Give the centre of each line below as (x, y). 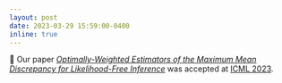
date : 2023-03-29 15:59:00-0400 (69, 26)
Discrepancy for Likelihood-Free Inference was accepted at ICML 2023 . (141, 69)
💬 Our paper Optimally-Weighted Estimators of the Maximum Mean (133, 60)
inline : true (34, 34)
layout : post (34, 17)
